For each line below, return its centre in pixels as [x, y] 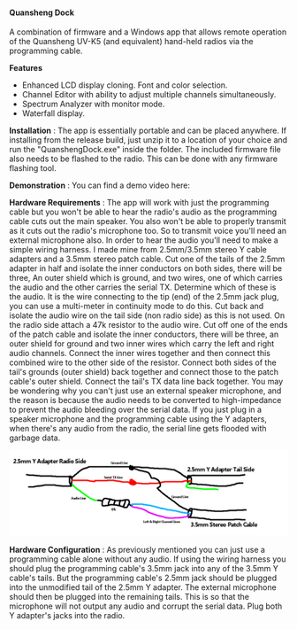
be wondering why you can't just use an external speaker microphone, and [145, 391]
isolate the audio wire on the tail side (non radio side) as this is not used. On [147, 315]
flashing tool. [33, 168]
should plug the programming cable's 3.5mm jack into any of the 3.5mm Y [144, 568]
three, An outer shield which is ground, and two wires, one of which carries [146, 278]
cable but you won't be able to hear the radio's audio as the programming [143, 212]
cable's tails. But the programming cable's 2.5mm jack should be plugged [143, 578]
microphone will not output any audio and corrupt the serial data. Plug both [146, 606]
